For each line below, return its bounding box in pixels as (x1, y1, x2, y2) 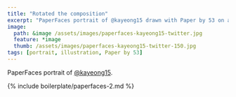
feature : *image (13, 36, 61, 43)
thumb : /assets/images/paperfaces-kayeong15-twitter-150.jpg (13, 43, 197, 50)
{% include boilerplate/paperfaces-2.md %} (7, 82, 135, 90)
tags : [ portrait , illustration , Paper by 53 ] (7, 50, 143, 57)
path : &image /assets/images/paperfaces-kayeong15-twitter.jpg (13, 29, 202, 37)
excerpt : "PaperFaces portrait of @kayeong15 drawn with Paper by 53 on (7, 17, 225, 24)
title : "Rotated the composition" (7, 10, 109, 17)
